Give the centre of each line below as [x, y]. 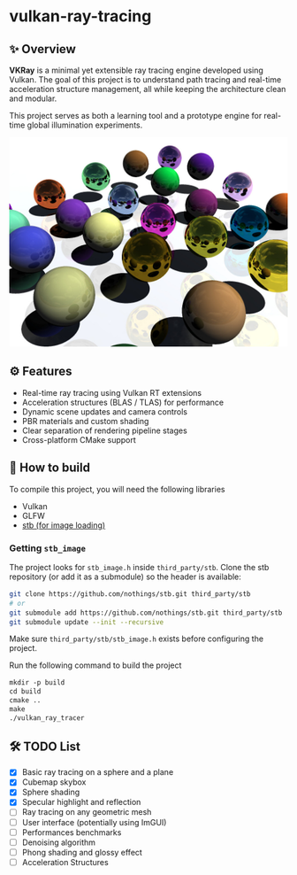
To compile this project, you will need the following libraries [117, 489]
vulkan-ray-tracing [80, 16]
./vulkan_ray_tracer [47, 718]
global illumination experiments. [85, 125]
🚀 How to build [50, 468]
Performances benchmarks [72, 832]
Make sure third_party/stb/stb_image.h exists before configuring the [136, 639]
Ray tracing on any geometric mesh [87, 812]
